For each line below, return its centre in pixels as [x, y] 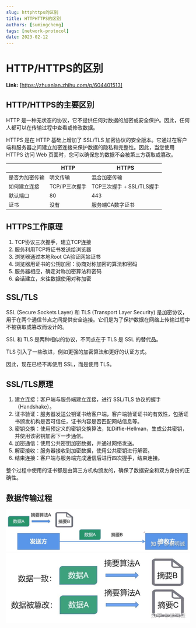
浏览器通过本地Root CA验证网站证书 [57, 256]
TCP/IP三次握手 [68, 186]
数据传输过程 [29, 498]
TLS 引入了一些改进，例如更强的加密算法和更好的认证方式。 [78, 352]
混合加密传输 [107, 177]
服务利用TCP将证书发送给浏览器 [53, 249]
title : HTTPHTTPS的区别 [34, 18]
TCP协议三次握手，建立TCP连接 [53, 242]
